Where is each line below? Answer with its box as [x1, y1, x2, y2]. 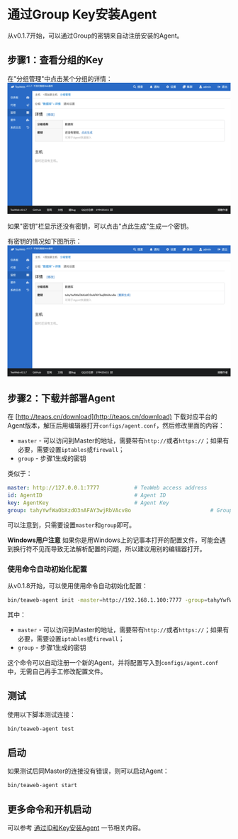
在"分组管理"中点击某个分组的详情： [7, 74, 113, 82]
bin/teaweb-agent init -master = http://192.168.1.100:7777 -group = [7, 596, 208, 604]
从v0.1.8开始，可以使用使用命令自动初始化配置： [7, 581, 149, 590]
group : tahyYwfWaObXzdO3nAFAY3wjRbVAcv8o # [7, 507, 214, 514]
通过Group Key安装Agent [7, 6, 157, 23]
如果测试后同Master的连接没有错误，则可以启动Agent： [7, 767, 170, 775]
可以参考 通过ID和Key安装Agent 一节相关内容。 [7, 823, 145, 832]
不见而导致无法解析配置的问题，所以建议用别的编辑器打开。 [31, 544, 206, 553]
